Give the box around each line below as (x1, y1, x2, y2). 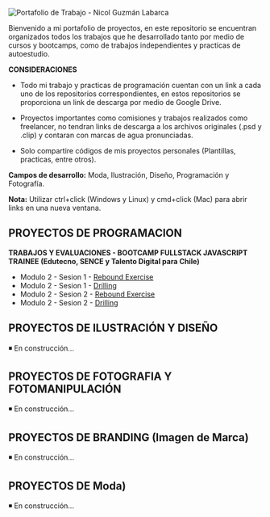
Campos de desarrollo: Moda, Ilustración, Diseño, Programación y (8, 170, 230, 179)
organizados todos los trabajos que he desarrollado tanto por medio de (8, 32, 245, 41)
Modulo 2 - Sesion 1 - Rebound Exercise (19, 271, 154, 282)
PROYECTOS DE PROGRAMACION (8, 226, 183, 240)
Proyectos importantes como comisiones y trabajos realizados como (19, 113, 248, 123)
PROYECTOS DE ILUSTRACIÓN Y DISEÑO (8, 322, 218, 335)
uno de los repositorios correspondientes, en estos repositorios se (19, 89, 241, 99)
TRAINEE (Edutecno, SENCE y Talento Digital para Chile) (8, 256, 200, 266)
